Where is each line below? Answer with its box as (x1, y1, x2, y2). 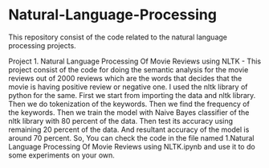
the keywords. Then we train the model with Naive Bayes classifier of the (8, 107, 250, 117)
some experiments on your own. (8, 150, 115, 160)
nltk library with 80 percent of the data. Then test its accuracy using (8, 116, 234, 125)
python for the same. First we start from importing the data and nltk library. (8, 90, 256, 100)
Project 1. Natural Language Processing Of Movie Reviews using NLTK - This (8, 56, 262, 66)
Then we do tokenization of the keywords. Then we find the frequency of (8, 99, 251, 109)
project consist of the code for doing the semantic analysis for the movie (8, 64, 249, 74)
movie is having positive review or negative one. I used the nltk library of (8, 82, 248, 92)
